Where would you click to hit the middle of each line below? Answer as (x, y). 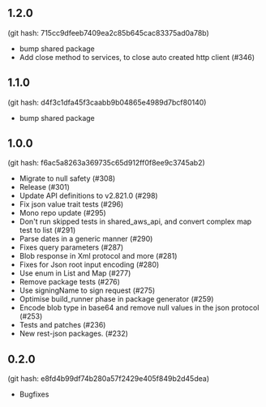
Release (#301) (45, 187)
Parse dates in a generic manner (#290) (86, 239)
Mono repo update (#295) (62, 213)
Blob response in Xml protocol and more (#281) (98, 256)
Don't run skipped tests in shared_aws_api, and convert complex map (135, 221)
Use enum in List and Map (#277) (75, 273)
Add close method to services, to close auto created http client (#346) (137, 57)
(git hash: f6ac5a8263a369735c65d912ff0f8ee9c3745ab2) (107, 163)
